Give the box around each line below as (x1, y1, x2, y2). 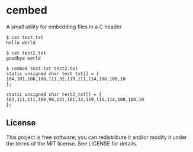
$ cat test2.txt (6, 50, 46, 56)
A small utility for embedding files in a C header (6, 23, 122, 30)
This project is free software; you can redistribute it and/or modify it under (6, 134, 188, 141)
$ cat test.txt (6, 34, 44, 40)
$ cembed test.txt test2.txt (6, 66, 78, 72)
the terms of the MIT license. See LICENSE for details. (6, 140, 138, 147)
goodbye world (6, 55, 41, 61)
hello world (6, 40, 36, 46)
